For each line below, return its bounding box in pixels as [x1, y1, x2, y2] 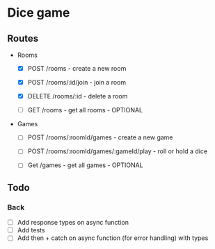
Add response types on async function [17, 218, 129, 227]
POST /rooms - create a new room [27, 65, 127, 72]
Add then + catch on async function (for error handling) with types [17, 234, 209, 242]
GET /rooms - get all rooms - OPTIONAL [27, 106, 143, 114]
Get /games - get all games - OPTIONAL [27, 161, 144, 169]
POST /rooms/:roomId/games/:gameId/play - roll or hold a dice [27, 147, 207, 155]
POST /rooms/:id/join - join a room [27, 78, 127, 87]
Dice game [7, 5, 70, 21]
